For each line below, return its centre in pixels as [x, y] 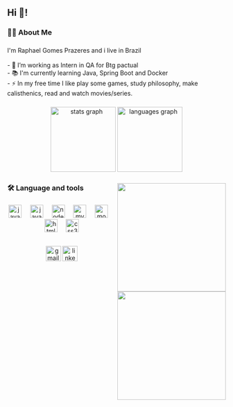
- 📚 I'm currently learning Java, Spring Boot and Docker [88, 73]
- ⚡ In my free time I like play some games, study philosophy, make [103, 83]
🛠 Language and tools [46, 188]
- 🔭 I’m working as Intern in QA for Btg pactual [73, 65]
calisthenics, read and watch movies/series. [70, 94]
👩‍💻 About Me [29, 33]
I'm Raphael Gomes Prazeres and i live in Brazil [74, 51]
